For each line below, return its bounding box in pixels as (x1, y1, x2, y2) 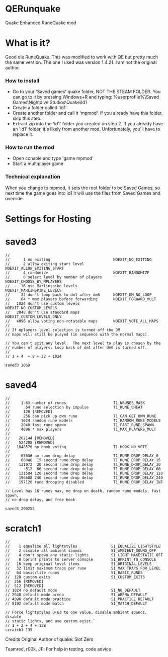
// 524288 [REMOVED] (5, 440, 55, 445)
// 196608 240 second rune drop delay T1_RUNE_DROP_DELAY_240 (5, 475, 163, 480)
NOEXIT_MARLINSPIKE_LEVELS (5, 288, 62, 293)
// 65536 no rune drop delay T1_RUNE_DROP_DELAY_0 (5, 453, 158, 458)
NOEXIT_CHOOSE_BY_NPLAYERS (5, 279, 62, 284)
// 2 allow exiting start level (5, 261, 85, 267)
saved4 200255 (5, 506, 35, 511)
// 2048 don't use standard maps (5, 310, 80, 315)
